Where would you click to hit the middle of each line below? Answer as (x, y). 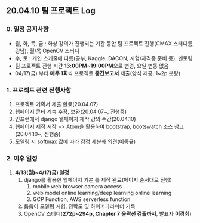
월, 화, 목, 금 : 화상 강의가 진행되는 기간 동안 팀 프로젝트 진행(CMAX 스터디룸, (104, 43)
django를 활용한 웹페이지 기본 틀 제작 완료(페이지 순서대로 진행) (98, 180)
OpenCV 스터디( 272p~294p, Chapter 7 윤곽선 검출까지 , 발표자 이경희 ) (108, 214)
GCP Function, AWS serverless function (81, 199)
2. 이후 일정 (22, 158)
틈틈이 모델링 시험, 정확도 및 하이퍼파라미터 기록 (79, 206)
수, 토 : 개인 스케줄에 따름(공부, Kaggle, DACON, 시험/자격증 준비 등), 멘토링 (104, 58)
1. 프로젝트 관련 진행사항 (39, 90)
